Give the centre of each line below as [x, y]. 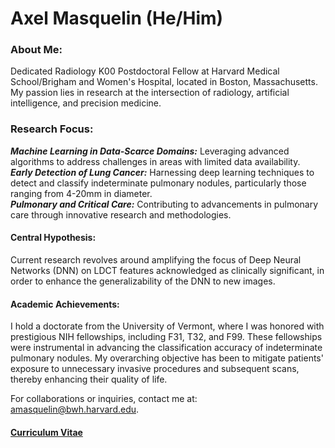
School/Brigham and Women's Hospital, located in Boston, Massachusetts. [164, 82]
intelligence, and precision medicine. [86, 103]
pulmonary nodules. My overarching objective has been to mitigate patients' [167, 358]
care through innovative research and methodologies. [121, 214]
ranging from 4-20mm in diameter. [81, 193]
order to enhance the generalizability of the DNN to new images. [143, 281]
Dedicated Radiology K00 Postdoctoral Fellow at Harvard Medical [145, 71]
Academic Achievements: [65, 304]
